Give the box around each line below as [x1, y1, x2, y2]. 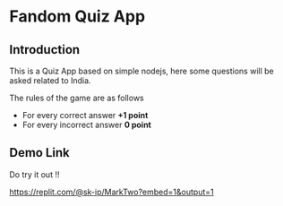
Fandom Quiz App [9, 6, 146, 27]
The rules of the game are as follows [9, 92, 145, 103]
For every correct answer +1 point [21, 110, 149, 120]
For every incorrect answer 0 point [21, 119, 152, 130]
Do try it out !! [9, 168, 60, 180]
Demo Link [9, 145, 70, 160]
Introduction [9, 42, 81, 57]
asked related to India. [9, 75, 91, 86]
